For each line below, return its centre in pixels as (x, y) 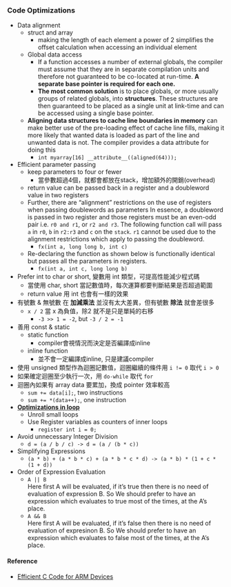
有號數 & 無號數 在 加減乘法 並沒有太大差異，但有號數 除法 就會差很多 (116, 303)
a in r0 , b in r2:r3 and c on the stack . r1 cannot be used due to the (121, 232)
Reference (22, 561)
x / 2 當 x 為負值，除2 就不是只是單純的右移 (90, 311)
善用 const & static (43, 327)
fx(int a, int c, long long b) (82, 269)
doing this (42, 150)
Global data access (55, 54)
